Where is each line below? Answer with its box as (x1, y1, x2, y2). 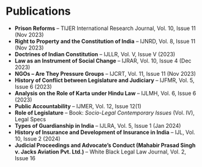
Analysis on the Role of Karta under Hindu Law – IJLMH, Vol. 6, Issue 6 (14, 89, 196, 97)
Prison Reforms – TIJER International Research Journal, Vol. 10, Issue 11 (14, 24, 196, 32)
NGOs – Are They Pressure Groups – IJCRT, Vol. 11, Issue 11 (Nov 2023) (14, 70, 196, 77)
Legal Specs (14, 115, 47, 123)
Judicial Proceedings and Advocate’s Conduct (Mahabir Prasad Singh (14, 141, 196, 149)
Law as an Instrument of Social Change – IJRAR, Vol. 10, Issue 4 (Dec (14, 57, 192, 64)
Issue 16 (14, 154, 36, 161)
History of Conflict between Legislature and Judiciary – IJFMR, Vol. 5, (14, 76, 195, 84)
